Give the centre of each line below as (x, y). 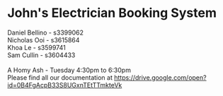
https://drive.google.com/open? (160, 77)
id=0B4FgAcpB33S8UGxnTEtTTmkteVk (65, 85)
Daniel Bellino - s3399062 (45, 32)
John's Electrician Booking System (112, 13)
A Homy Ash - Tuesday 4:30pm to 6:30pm (69, 70)
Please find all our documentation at (60, 77)
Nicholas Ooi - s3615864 (44, 40)
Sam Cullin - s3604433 (41, 55)
